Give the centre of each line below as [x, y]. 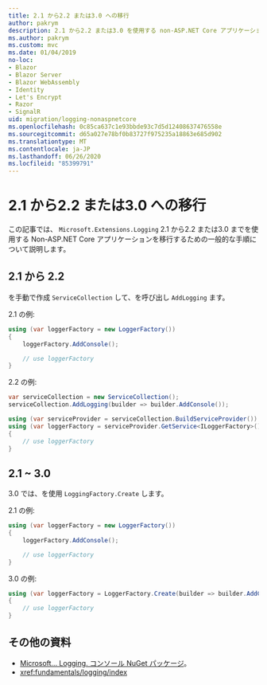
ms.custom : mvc [33, 45]
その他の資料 [40, 642]
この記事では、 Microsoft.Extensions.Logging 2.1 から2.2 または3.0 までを [130, 229]
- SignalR [25, 112]
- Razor [21, 104]
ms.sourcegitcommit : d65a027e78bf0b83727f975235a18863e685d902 [115, 134]
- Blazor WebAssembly [44, 82]
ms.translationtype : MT [48, 141]
